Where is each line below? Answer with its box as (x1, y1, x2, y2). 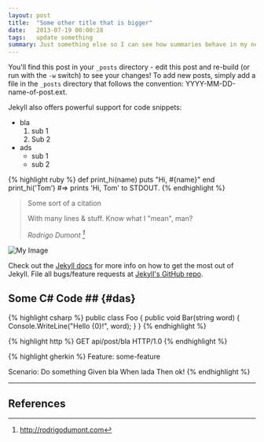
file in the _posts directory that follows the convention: (8, 79, 185, 89)
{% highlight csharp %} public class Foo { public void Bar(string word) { (8, 312, 240, 322)
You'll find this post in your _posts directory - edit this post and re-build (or (8, 62, 250, 72)
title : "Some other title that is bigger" (8, 19, 153, 27)
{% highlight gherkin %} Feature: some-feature (8, 352, 161, 361)
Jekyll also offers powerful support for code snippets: (8, 103, 182, 112)
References (8, 396, 66, 410)
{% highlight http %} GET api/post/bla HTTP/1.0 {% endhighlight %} (8, 336, 228, 346)
